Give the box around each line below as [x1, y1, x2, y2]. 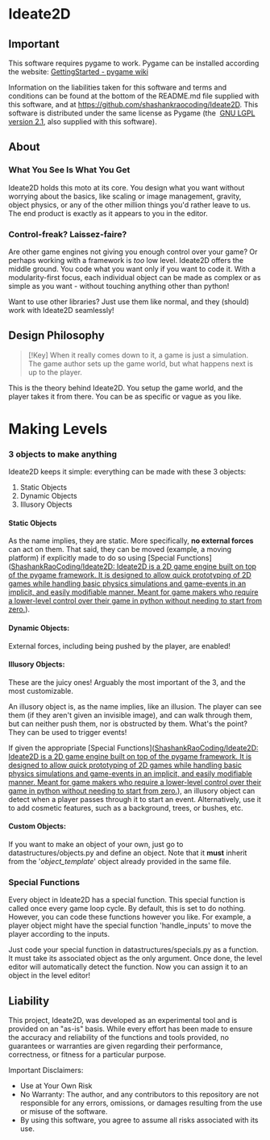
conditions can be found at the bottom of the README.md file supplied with [8, 91, 260, 101]
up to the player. [27, 367, 83, 377]
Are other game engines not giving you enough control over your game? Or [8, 247, 258, 257]
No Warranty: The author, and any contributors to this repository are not [19, 1090, 260, 1100]
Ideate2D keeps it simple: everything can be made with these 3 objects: [8, 467, 247, 477]
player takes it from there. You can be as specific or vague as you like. [8, 391, 242, 401]
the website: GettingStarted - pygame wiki [8, 67, 149, 77]
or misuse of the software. [19, 1107, 108, 1117]
